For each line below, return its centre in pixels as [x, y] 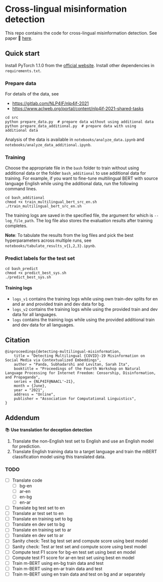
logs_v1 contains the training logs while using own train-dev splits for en [85, 299]
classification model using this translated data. [59, 457]
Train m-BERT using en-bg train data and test [58, 563]
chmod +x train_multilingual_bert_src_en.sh [51, 202]
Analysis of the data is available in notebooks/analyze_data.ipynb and [75, 140]
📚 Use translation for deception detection [49, 430]
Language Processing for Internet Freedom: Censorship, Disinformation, [81, 373]
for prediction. [26, 446]
